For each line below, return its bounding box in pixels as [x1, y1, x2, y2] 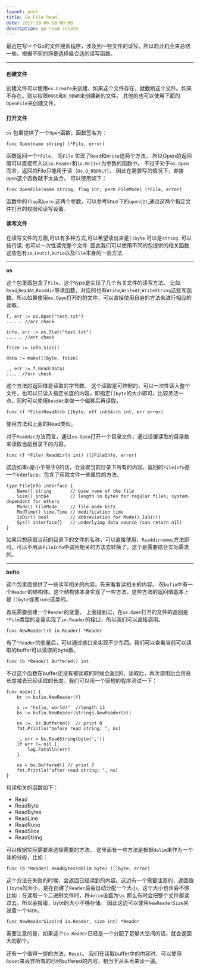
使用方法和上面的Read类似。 [6, 420, 76, 427]
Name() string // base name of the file [17, 488, 135, 494]
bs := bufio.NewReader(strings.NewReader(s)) [17, 710, 132, 716]
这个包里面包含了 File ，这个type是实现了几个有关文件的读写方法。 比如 [6, 279, 181, 286]
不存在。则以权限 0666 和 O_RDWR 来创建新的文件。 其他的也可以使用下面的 [6, 92, 180, 99]
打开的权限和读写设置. [11, 205, 65, 212]
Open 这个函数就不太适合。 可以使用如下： [6, 174, 107, 182]
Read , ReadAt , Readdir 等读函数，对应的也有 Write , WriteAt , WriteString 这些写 [6, 286, 187, 293]
